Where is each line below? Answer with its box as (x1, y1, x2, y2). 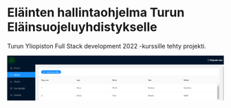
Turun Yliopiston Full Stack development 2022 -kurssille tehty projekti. (7, 42, 206, 50)
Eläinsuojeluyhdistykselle (7, 19, 157, 35)
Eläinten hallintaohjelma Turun (7, 5, 185, 21)
